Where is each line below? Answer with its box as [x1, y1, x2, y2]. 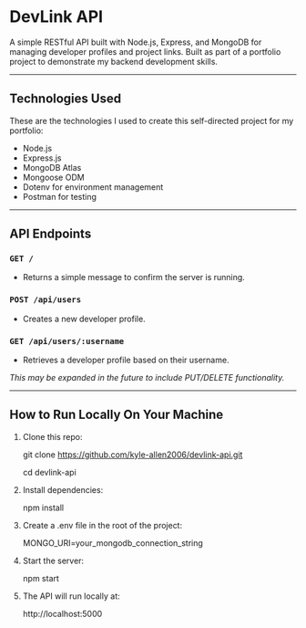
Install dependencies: [22, 484, 104, 495]
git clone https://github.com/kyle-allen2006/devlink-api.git [22, 449, 243, 460]
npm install [22, 502, 65, 513]
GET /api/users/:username [9, 336, 125, 346]
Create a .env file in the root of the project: [22, 519, 183, 530]
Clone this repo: [22, 431, 83, 442]
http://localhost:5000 [22, 608, 103, 619]
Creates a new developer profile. [22, 313, 146, 324]
